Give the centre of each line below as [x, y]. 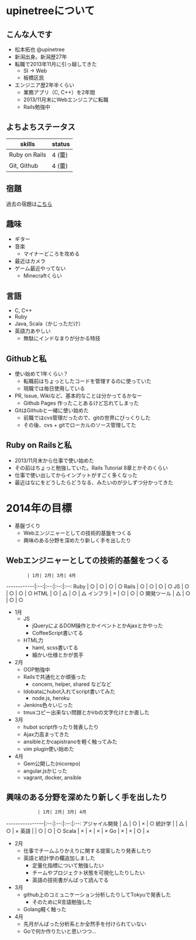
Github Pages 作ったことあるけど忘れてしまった [81, 403]
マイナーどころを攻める [51, 254]
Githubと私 [26, 359]
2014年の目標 [39, 508]
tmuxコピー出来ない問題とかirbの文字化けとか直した [86, 712]
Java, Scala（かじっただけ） [49, 324]
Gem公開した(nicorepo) [52, 763]
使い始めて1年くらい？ [41, 374]
